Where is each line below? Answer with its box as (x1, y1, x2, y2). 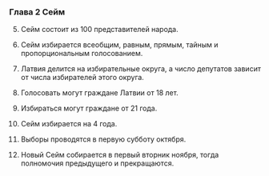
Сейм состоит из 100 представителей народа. (20, 25, 179, 34)
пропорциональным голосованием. (20, 49, 143, 58)
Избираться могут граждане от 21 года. (20, 103, 158, 114)
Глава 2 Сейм (9, 6, 66, 18)
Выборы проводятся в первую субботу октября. (20, 134, 187, 144)
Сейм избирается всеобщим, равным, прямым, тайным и (20, 40, 219, 50)
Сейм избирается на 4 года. (20, 119, 118, 129)
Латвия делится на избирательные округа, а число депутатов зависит (20, 64, 261, 74)
